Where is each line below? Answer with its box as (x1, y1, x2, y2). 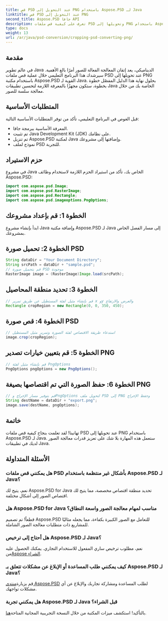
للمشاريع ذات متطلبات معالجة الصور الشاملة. (5, 521, 89, 527)
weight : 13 (5, 30, 28, 35)
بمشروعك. (5, 230, 26, 236)
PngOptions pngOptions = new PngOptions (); (5, 366, 98, 371)
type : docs (5, 26, 28, 31)
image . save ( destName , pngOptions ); (5, 403, 80, 408)
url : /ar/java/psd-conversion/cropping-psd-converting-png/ (5, 35, 134, 40)
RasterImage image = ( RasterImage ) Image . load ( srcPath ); (5, 272, 124, 277)
